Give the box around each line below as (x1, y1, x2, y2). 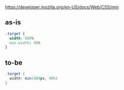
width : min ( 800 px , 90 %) (9, 76, 58, 81)
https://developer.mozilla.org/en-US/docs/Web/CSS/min (5, 4, 119, 10)
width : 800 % (9, 36, 34, 41)
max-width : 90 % (9, 40, 41, 45)
